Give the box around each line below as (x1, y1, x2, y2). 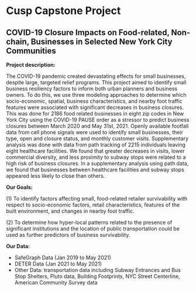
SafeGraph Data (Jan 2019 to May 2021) (14, 254, 111, 261)
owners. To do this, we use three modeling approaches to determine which (6, 91, 187, 98)
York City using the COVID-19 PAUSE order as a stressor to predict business (6, 116, 190, 123)
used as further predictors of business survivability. (6, 232, 130, 238)
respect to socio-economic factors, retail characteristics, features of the (6, 201, 180, 208)
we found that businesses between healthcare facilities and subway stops (6, 166, 184, 173)
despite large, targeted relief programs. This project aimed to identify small (6, 79, 187, 86)
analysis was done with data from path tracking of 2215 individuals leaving (6, 141, 185, 148)
